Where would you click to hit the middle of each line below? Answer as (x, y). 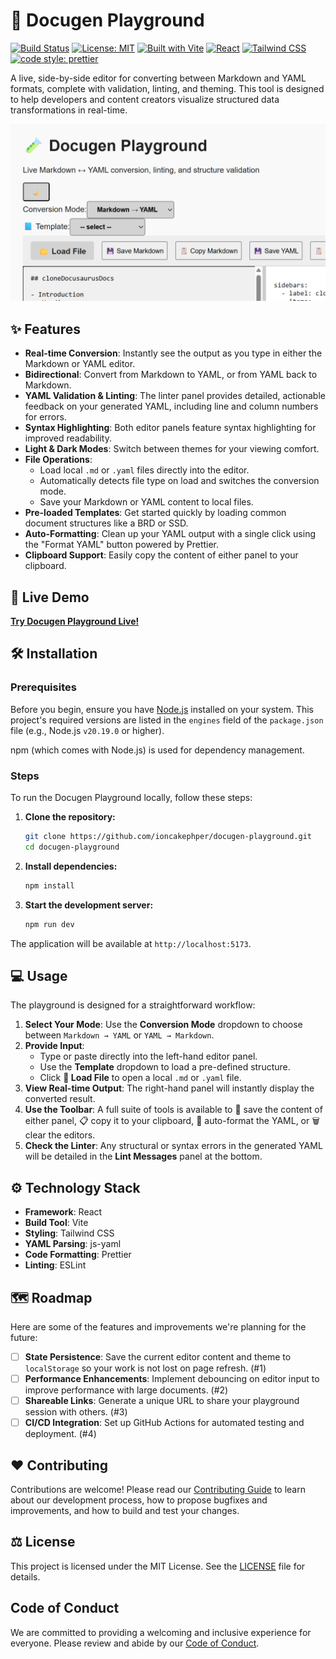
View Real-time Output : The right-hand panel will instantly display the (169, 1088)
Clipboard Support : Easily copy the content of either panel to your (161, 555)
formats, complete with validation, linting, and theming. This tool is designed (167, 88)
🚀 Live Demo (50, 597)
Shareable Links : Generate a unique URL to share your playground (162, 1401)
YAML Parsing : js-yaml (73, 1244)
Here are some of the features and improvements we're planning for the (158, 1326)
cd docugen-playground (72, 847)
